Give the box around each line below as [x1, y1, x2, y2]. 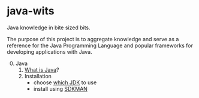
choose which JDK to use [33, 79, 97, 86]
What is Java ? [24, 66, 59, 73]
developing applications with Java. [7, 48, 92, 55]
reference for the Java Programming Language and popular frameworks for [7, 42, 194, 49]
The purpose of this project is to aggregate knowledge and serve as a [7, 35, 179, 42]
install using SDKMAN [33, 85, 88, 92]
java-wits [7, 4, 55, 18]
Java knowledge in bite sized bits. [7, 24, 91, 31]
